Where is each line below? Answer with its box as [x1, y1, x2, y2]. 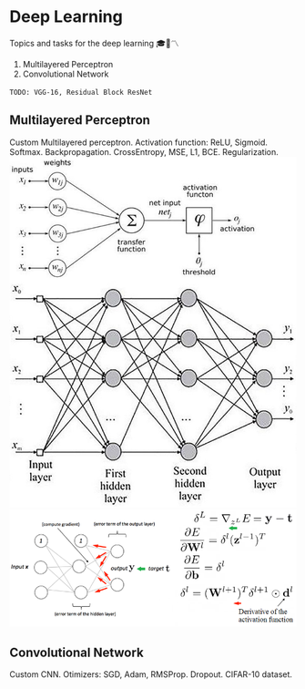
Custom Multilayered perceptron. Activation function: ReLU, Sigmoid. [9, 137, 269, 148]
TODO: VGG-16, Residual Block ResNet [9, 87, 153, 97]
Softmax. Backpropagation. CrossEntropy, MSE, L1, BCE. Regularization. [9, 146, 280, 157]
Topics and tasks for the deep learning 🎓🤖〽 [9, 37, 179, 48]
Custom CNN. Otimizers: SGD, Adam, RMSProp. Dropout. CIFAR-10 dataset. [9, 669, 293, 680]
